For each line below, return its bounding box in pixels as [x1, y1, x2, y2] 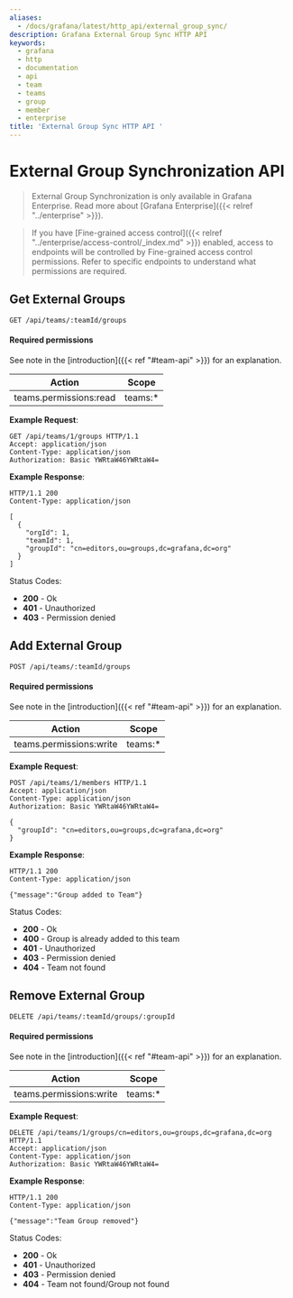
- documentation [17, 64, 78, 73]
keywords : [9, 38, 47, 48]
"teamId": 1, [25, 535, 75, 545]
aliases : [9, 13, 42, 23]
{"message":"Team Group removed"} [9, 1216, 140, 1226]
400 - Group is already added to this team [22, 933, 180, 944]
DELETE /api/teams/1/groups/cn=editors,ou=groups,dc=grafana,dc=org [9, 1128, 272, 1137]
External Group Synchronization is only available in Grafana [31, 190, 252, 201]
